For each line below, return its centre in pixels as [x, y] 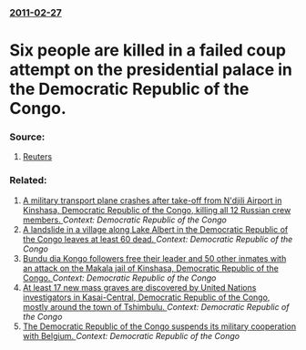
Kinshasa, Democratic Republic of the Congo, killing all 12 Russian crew [157, 210]
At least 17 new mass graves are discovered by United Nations [139, 287]
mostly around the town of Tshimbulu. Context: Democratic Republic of [156, 306]
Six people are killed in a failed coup [148, 51]
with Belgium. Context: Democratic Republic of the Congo [131, 335]
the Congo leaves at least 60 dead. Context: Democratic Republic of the [158, 239]
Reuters [37, 157]
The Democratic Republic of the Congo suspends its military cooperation [159, 326]
